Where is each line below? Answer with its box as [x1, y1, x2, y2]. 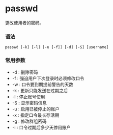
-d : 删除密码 [12, 69, 38, 75]
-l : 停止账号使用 [12, 94, 45, 100]
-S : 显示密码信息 [12, 100, 47, 106]
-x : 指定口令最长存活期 [12, 112, 59, 118]
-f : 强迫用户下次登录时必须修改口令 [12, 75, 85, 81]
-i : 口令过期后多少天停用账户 [12, 124, 71, 130]
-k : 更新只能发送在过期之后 [12, 87, 68, 93]
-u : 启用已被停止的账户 [12, 106, 60, 112]
